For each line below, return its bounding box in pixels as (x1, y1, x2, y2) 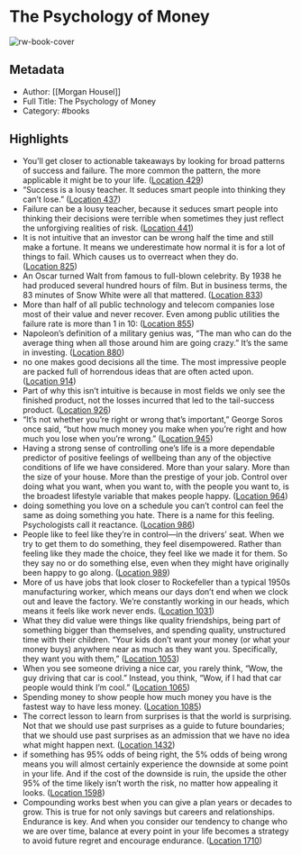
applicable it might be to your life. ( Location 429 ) (22, 174, 205, 186)
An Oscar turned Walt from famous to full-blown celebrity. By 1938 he (22, 270, 282, 281)
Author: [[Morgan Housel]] (22, 86, 122, 96)
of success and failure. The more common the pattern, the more (22, 165, 261, 176)
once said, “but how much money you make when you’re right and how (22, 423, 287, 434)
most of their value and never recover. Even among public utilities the (22, 308, 280, 319)
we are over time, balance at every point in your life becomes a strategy (22, 825, 289, 836)
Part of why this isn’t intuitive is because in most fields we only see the (22, 385, 286, 396)
